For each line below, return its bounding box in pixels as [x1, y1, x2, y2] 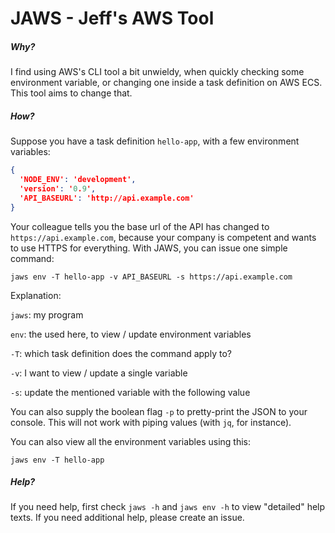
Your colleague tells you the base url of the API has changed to [10, 220, 270, 232]
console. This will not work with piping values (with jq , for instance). [10, 416, 292, 428]
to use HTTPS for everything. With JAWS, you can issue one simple [10, 242, 288, 254]
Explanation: [10, 289, 62, 301]
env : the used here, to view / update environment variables [10, 328, 252, 340]
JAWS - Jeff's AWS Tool [10, 7, 215, 30]
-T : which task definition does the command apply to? [10, 347, 232, 359]
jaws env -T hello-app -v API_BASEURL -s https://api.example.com [10, 272, 293, 282]
